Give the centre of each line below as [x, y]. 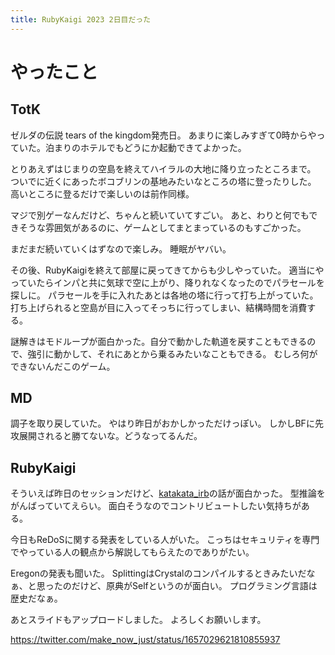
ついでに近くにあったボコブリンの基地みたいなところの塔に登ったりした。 [163, 181]
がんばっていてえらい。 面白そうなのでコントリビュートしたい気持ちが [156, 506]
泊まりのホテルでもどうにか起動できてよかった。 [145, 147]
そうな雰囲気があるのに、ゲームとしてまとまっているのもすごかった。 [162, 227]
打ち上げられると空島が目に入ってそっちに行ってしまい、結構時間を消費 [159, 307]
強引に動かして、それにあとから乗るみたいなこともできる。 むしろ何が [172, 353]
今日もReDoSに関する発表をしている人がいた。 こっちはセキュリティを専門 [165, 540]
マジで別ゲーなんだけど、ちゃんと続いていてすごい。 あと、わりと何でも [160, 215]
